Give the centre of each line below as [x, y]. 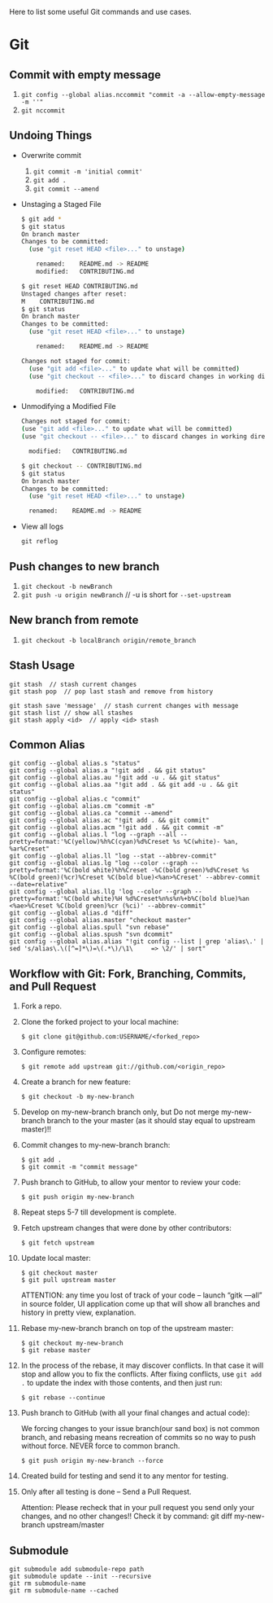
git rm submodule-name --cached [64, 1591]
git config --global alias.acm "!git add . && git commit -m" [117, 828]
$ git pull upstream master [68, 1280]
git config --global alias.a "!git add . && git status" [108, 771]
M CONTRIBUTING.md [57, 301]
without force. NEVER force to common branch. [100, 1446]
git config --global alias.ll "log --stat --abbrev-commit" [113, 856]
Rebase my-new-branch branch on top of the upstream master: [127, 1329]
